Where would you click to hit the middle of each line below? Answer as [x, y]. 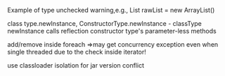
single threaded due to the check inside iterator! [77, 52]
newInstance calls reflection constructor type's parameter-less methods [112, 31]
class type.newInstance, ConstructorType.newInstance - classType [105, 23]
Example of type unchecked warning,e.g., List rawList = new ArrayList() [111, 10]
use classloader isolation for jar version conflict [76, 65]
